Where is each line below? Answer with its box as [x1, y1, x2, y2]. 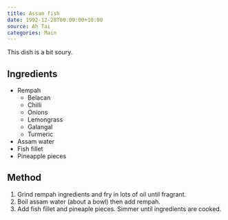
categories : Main [7, 29, 57, 36]
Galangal [27, 123, 53, 131]
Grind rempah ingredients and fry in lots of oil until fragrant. [17, 190, 187, 198]
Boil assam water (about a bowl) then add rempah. [17, 197, 160, 206]
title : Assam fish [7, 10, 60, 17]
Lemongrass [27, 115, 63, 124]
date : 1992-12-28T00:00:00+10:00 [7, 16, 103, 23]
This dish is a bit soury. [7, 48, 73, 56]
